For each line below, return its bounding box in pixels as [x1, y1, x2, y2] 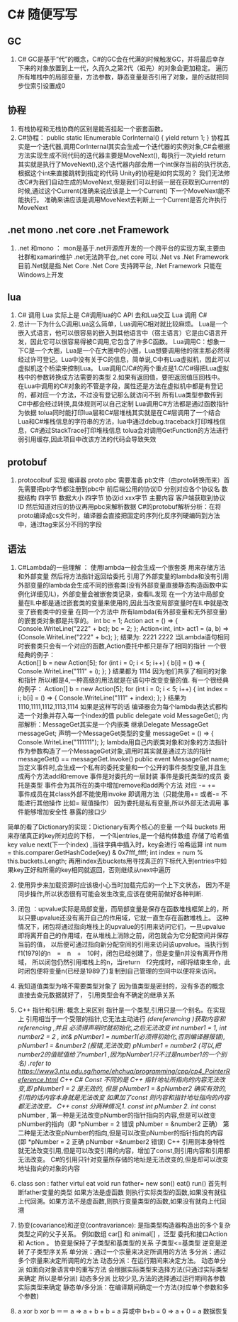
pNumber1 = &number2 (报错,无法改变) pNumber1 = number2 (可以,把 [17, 1041, 222, 1050]
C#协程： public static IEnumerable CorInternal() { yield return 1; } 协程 [17, 133, 224, 142]
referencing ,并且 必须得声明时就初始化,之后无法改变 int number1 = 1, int [17, 1023, 227, 1032]
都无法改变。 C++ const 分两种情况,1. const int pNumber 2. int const [17, 1102, 217, 1111]
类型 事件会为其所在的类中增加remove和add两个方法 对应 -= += [30, 781, 216, 790]
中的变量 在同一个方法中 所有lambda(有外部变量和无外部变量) [48, 607, 228, 616]
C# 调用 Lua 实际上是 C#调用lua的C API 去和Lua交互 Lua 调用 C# [17, 311, 208, 319]
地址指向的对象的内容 [17, 1164, 80, 1173]
